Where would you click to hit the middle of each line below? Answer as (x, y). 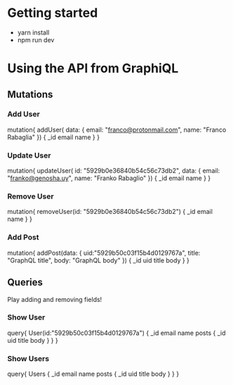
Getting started (53, 13)
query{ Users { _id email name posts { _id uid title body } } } (93, 374)
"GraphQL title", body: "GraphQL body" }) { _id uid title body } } (98, 260)
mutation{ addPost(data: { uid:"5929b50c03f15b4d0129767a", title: (104, 253)
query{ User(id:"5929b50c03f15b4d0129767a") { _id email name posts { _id (116, 333)
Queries (25, 283)
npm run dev (36, 39)
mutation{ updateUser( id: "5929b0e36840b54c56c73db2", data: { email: (114, 171)
